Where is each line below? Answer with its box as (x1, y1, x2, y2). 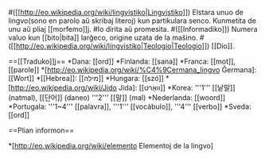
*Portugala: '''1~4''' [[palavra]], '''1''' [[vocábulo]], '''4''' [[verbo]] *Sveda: (8, 102, 252, 111)
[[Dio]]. (211, 41, 235, 51)
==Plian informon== (8, 125, 75, 135)
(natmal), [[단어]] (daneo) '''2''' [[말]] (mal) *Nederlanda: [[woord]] (8, 93, 226, 102)
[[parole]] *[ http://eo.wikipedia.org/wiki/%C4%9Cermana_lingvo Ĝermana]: (8, 65, 257, 75)
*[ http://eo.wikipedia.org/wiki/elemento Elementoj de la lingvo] (8, 141, 213, 150)
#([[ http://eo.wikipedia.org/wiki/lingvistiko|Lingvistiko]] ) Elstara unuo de (8, 8, 244, 17)
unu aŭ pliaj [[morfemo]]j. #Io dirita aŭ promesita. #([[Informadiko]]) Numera (8, 25, 258, 33)
